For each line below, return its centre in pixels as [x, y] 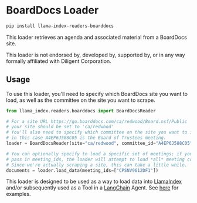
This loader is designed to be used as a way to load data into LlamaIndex [94, 182]
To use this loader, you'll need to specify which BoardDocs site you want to [97, 94]
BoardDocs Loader [52, 10]
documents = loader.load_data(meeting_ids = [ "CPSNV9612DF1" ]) [82, 170]
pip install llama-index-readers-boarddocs [60, 26]
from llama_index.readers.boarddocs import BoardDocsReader [81, 111]
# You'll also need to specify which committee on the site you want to [97, 132]
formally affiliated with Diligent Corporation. [59, 61]
